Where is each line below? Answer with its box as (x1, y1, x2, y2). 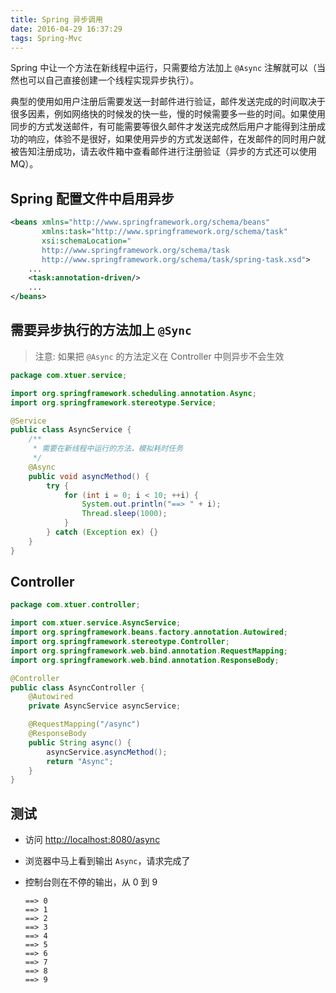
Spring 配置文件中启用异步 (10, 190, 175, 207)
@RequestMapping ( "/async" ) (28, 719, 141, 730)
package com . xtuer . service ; (10, 370, 128, 380)
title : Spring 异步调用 (10, 14, 103, 25)
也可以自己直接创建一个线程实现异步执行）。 (18, 74, 199, 86)
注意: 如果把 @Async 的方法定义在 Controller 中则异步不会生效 (34, 350, 285, 362)
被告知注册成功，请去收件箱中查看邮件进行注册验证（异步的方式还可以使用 (10, 146, 317, 158)
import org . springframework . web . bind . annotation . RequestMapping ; (10, 646, 288, 656)
